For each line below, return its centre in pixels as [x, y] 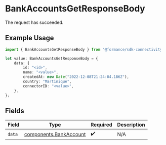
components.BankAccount [55, 134]
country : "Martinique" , [47, 81]
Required [102, 125]
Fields [15, 110]
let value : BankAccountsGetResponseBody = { [52, 58]
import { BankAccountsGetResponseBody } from [53, 49]
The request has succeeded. [34, 22]
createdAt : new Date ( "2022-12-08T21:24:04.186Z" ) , [76, 77]
